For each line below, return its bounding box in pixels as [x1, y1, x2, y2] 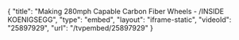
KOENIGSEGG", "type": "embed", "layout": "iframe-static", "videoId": [7, 15, 232, 24]
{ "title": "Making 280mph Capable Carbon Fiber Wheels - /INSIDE [7, 7, 224, 16]
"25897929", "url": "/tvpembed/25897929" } [7, 24, 154, 32]
